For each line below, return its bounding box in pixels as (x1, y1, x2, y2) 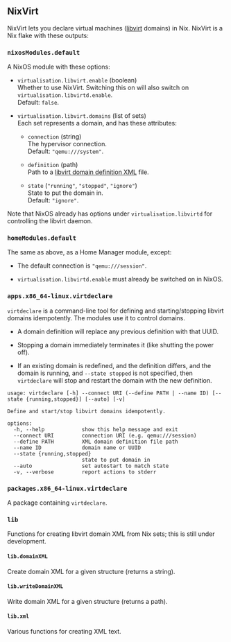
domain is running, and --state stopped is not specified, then (17, 369, 193, 377)
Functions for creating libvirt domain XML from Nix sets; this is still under (7, 530, 215, 538)
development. (7, 537, 46, 546)
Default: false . (17, 98, 60, 107)
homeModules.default (7, 234, 77, 242)
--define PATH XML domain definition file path (13, 438, 178, 445)
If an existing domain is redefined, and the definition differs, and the (17, 361, 212, 370)
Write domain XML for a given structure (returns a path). (7, 597, 168, 605)
